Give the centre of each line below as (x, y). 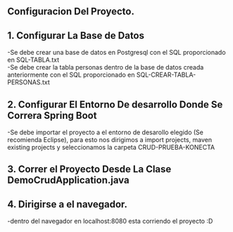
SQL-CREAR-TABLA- (166, 75)
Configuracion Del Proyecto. (71, 12)
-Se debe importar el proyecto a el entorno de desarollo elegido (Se (106, 132)
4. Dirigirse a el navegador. (68, 204)
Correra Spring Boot (52, 115)
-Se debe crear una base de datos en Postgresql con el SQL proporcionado (117, 53)
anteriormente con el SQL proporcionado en (71, 75)
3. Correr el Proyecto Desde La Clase (89, 169)
